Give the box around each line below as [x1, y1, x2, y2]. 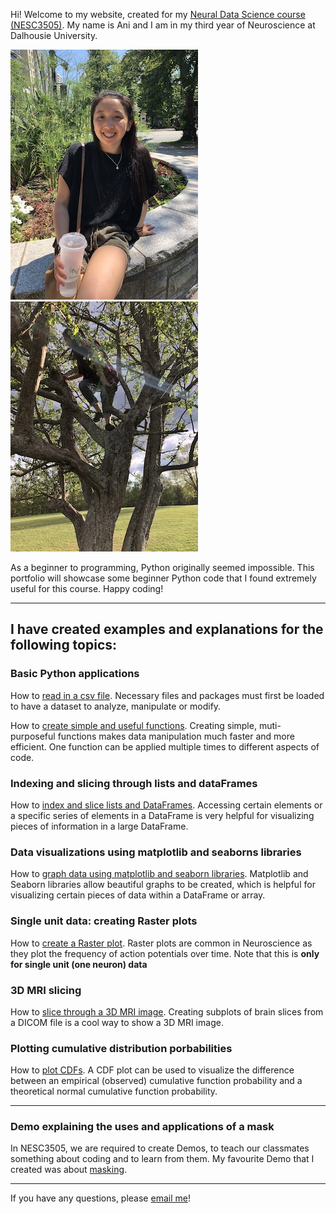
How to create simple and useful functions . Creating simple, [10, 719, 257, 731]
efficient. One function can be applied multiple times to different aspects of [10, 740, 320, 753]
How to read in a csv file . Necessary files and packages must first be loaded [10, 689, 325, 701]
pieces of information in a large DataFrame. [10, 820, 189, 832]
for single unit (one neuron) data [10, 958, 148, 970]
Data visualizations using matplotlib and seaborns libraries [10, 845, 302, 859]
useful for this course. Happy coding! [10, 583, 164, 594]
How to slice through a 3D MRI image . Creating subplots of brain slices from [10, 1005, 324, 1018]
